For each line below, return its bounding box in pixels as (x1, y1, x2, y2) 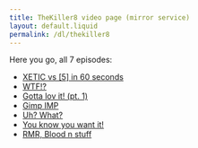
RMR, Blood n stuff (22, 129, 92, 140)
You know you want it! (22, 119, 105, 130)
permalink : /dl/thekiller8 (9, 30, 110, 39)
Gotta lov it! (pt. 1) (22, 91, 88, 101)
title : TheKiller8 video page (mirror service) (9, 13, 191, 22)
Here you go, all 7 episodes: (9, 55, 113, 65)
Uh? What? (22, 109, 64, 121)
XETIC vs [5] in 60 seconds (22, 72, 124, 83)
